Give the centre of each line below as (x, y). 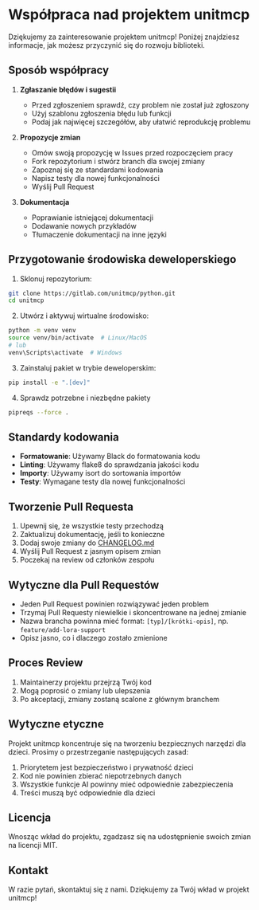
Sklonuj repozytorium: (56, 278)
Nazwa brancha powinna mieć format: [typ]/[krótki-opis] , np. (124, 621)
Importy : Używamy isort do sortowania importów (100, 473)
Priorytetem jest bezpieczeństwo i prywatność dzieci (106, 767)
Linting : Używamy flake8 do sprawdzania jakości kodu (109, 465)
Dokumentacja (44, 202)
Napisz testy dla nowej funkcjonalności (96, 178)
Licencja (30, 818)
